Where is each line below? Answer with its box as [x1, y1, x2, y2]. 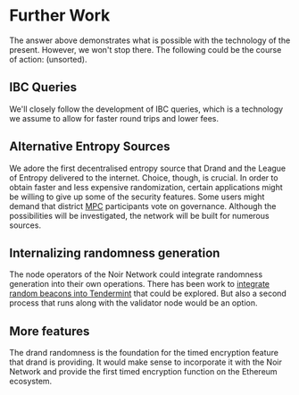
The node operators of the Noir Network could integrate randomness [9, 269, 263, 280]
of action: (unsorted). [9, 54, 87, 64]
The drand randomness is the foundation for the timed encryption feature [9, 348, 279, 358]
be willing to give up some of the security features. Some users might [9, 191, 265, 202]
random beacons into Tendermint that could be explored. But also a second [9, 288, 287, 299]
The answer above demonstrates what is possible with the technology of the [9, 35, 291, 46]
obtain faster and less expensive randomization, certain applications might [9, 181, 283, 192]
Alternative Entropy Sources [9, 139, 171, 155]
